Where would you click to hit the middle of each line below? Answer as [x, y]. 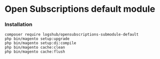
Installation [19, 25]
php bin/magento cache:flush [35, 52]
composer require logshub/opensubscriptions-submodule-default [72, 35]
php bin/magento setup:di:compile [41, 43]
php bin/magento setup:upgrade [37, 39]
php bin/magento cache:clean [35, 48]
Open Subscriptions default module [80, 9]
